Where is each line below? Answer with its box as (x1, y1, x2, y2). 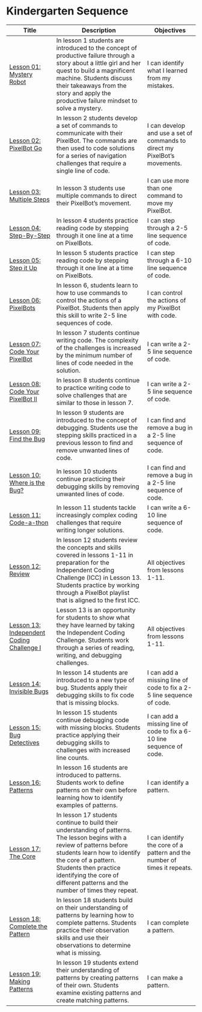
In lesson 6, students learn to (56, 281, 138, 289)
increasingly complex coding (56, 511, 138, 519)
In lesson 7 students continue (56, 328, 140, 337)
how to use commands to (56, 288, 128, 297)
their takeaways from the (56, 81, 127, 90)
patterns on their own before (56, 785, 137, 794)
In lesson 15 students (56, 708, 118, 717)
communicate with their (56, 128, 123, 137)
